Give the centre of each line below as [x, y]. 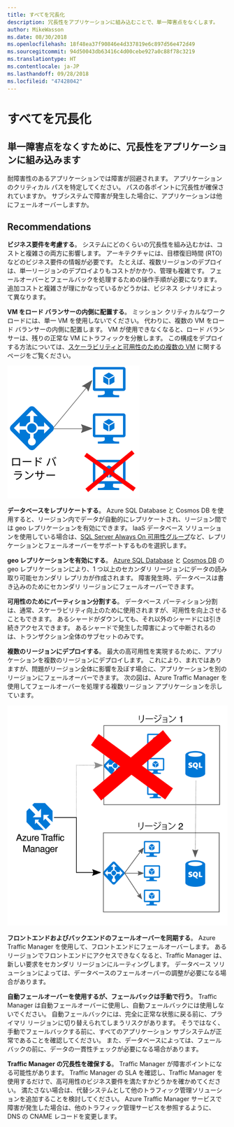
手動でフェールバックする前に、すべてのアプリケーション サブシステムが [112, 1032]
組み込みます [53, 160]
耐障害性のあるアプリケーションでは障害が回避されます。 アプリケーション [115, 178]
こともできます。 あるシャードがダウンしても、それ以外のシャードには [108, 619]
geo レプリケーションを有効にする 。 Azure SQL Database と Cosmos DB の [116, 561]
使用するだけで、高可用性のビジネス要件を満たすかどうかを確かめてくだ [111, 1081]
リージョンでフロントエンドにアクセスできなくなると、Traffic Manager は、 [116, 955]
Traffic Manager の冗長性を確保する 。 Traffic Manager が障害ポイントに [112, 1064]
